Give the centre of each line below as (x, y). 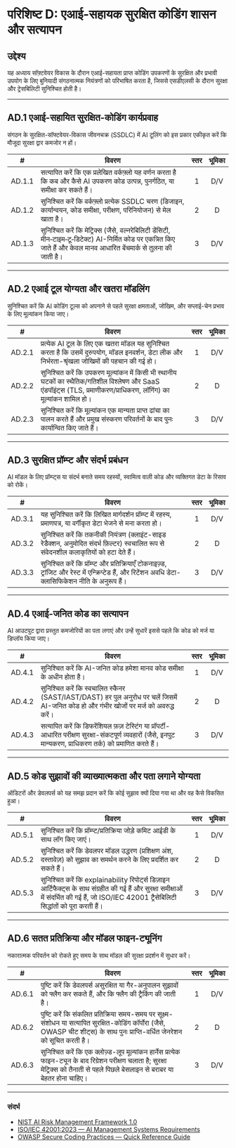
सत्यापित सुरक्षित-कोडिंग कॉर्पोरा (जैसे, (117, 1023)
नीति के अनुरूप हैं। (103, 581)
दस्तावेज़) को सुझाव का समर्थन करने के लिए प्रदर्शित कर (110, 860)
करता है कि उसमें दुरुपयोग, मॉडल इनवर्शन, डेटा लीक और (112, 352)
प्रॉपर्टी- (161, 726)
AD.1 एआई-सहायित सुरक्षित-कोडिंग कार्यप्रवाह (83, 118)
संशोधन (50, 1023)
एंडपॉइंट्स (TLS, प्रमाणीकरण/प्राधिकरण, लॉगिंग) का (105, 390)
